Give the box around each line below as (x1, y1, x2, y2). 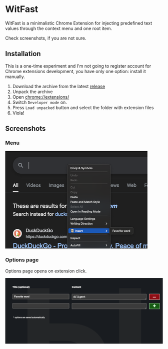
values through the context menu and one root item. (5, 25, 112, 31)
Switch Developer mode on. (12, 99, 67, 105)
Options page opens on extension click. (5, 268, 87, 274)
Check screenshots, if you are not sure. (5, 35, 86, 41)
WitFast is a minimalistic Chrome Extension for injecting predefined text (5, 20, 152, 26)
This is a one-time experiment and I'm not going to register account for (5, 63, 151, 69)
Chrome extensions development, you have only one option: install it (5, 68, 146, 74)
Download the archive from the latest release (12, 83, 105, 89)
